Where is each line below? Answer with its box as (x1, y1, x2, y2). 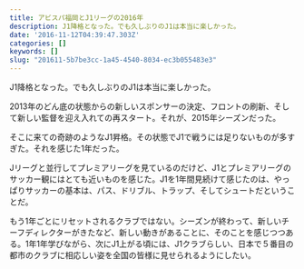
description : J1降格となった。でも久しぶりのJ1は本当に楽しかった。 (9, 22, 240, 31)
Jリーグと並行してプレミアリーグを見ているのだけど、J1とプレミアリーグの (9, 163, 292, 173)
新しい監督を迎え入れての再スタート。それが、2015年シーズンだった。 (16, 113, 281, 123)
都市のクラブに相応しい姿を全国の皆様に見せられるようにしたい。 (9, 250, 256, 260)
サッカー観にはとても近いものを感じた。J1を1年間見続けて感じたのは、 (9, 174, 275, 184)
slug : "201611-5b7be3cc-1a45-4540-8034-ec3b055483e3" (9, 55, 218, 65)
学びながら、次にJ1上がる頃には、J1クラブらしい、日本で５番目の (47, 238, 294, 249)
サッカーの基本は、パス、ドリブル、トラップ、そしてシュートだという (25, 185, 288, 195)
